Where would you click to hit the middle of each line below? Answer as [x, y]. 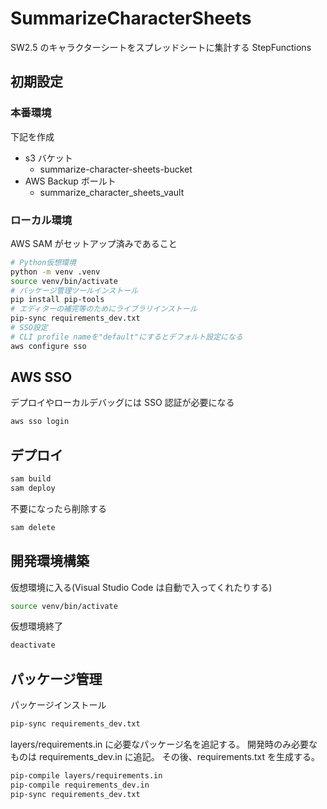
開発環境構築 [50, 561]
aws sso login [40, 422]
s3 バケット [48, 158]
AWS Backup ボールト [70, 181]
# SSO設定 [29, 328]
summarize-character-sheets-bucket [116, 169]
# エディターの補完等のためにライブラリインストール [104, 309]
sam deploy [33, 488]
